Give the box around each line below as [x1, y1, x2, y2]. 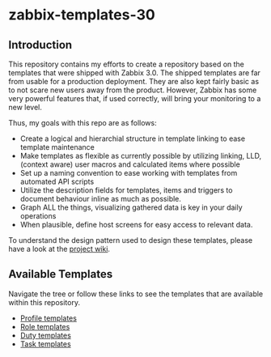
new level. [8, 103, 43, 112]
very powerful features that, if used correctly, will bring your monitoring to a [8, 94, 261, 103]
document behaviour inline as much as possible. [19, 194, 182, 203]
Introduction [8, 38, 73, 52]
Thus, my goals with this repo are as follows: [8, 118, 157, 127]
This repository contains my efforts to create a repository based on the [8, 59, 245, 69]
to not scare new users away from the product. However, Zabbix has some [8, 85, 257, 95]
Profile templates [19, 313, 77, 323]
